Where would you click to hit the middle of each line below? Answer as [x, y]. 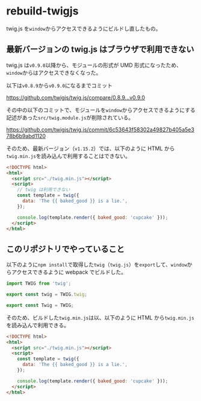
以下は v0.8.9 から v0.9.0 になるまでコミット [59, 85]
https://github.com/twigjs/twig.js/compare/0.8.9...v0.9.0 [76, 97]
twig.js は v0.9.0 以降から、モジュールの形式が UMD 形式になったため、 [94, 65]
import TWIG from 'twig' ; [39, 284]
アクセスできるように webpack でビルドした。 [69, 272]
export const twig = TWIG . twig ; [47, 295]
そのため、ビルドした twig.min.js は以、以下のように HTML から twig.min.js [100, 317]
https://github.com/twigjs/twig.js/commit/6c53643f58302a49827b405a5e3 [100, 129]
